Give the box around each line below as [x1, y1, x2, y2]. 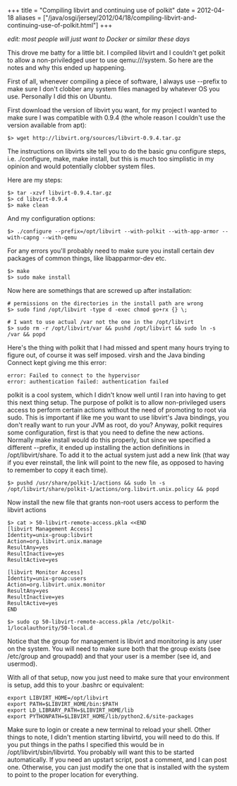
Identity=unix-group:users [7, 575, 87, 582]
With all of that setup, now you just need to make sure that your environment [7, 674, 230, 681]
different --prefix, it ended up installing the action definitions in [7, 444, 190, 451]
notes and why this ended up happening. [7, 64, 126, 71]
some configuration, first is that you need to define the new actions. [7, 428, 205, 437]
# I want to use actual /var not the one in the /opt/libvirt [7, 318, 194, 325]
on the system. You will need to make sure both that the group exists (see [7, 645, 221, 653]
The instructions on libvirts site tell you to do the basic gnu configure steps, [7, 147, 226, 155]
